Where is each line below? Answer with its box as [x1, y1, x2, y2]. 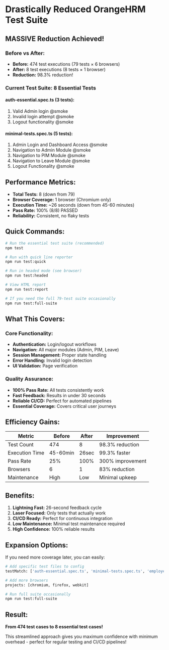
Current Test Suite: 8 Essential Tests [5, 84, 97, 91]
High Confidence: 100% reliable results [12, 526, 95, 532]
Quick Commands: [5, 227, 65, 236]
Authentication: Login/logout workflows [12, 341, 97, 347]
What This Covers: [5, 314, 65, 323]
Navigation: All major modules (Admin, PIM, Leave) [12, 347, 119, 353]
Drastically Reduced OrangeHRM [5, 4, 146, 15]
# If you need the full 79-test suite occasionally [5, 296, 116, 301]
